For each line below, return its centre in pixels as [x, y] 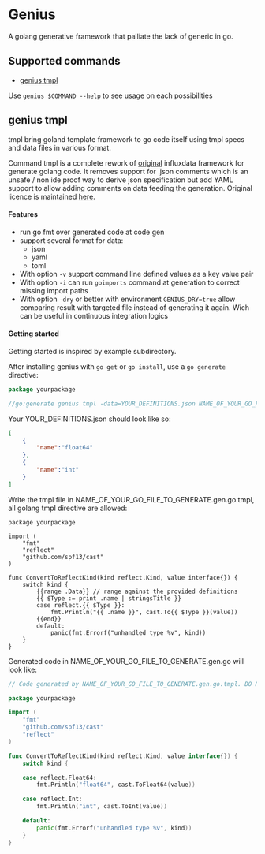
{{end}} [49, 619]
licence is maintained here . [52, 196]
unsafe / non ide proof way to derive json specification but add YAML [121, 180]
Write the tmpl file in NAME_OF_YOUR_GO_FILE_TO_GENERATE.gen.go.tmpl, [131, 499]
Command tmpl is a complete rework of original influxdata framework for [126, 162]
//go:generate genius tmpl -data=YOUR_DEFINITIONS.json [102, 404]
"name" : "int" [58, 470]
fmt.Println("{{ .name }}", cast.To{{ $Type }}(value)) [144, 612]
